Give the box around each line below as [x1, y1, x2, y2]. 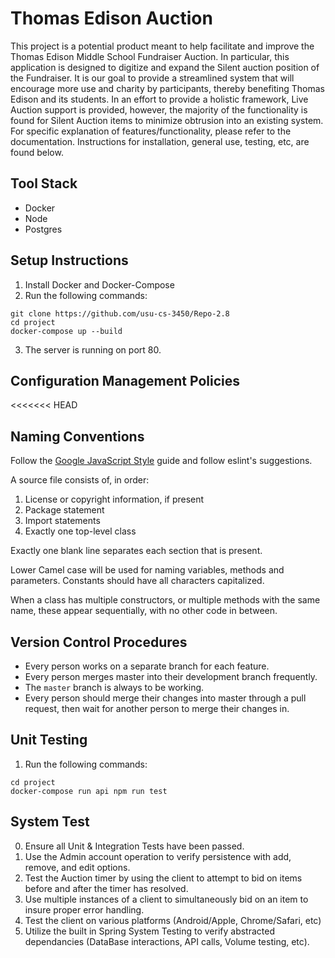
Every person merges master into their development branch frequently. [24, 671, 318, 682]
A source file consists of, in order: [10, 474, 150, 486]
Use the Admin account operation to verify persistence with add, [24, 850, 292, 862]
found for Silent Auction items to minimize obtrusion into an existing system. [10, 114, 324, 126]
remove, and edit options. [24, 861, 131, 873]
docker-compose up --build [10, 326, 123, 336]
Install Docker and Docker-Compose [24, 278, 175, 291]
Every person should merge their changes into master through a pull [24, 692, 307, 704]
